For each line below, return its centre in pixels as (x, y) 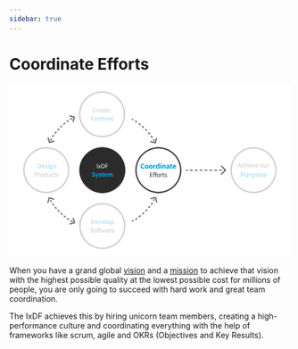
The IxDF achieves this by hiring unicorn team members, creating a (132, 316)
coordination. (33, 299)
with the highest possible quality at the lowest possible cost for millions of (145, 280)
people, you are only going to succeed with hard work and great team (137, 289)
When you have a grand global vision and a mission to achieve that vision (144, 270)
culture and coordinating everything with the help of (155, 326)
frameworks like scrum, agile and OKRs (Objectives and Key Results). (137, 336)
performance (33, 326)
